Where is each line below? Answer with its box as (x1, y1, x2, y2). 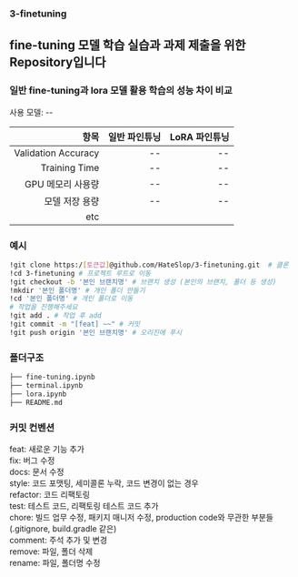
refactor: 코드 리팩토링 (9, 489, 91, 500)
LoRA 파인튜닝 (169, 130, 230, 143)
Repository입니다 (9, 55, 106, 70)
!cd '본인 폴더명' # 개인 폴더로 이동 (9, 294, 134, 303)
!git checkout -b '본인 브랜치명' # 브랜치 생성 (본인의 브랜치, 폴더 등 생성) (9, 277, 277, 287)
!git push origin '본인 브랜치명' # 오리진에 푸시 (9, 328, 183, 337)
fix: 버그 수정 (9, 454, 55, 466)
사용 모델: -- (9, 106, 54, 117)
